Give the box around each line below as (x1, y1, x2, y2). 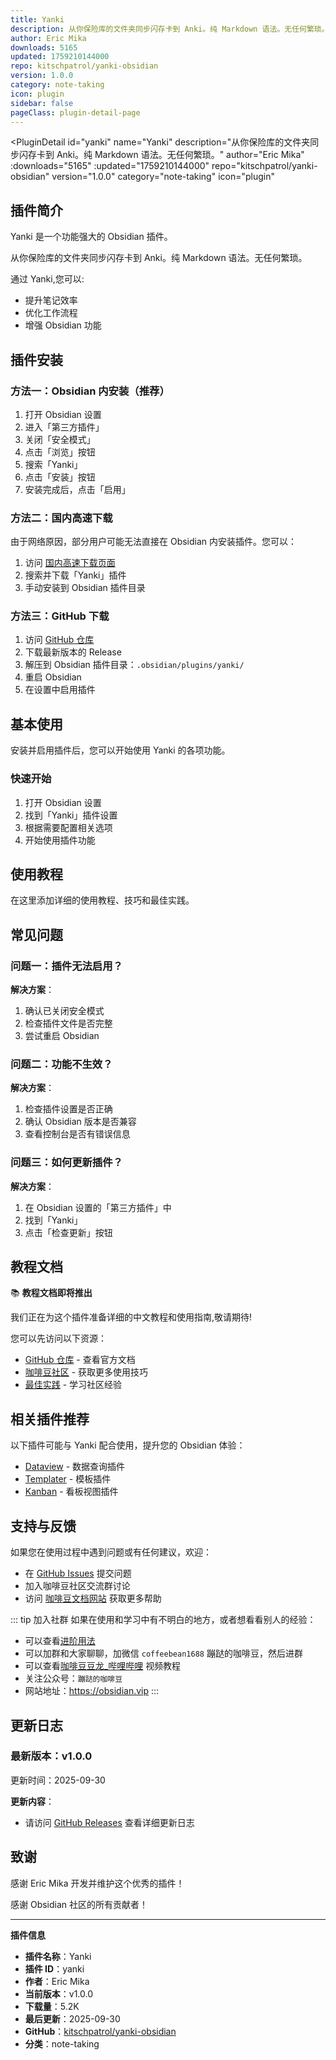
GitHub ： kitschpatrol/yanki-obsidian (24, 2025, 177, 2037)
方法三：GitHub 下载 (10, 609, 110, 623)
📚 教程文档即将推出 (10, 1287, 93, 1299)
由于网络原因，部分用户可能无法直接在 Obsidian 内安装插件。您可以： (10, 536, 298, 548)
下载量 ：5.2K (24, 2000, 80, 2012)
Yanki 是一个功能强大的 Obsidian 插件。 (10, 231, 173, 243)
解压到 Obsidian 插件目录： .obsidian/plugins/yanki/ (24, 659, 245, 671)
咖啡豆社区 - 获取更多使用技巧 (24, 1366, 149, 1378)
